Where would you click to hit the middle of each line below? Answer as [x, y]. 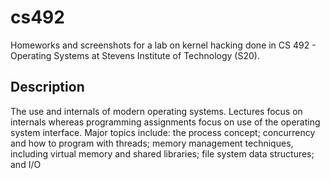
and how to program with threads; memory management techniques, [152, 143]
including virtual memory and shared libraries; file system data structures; [162, 153]
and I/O [26, 164]
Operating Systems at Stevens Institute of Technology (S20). [135, 55]
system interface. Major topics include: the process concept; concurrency [163, 132]
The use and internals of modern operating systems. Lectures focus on [156, 111]
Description [47, 87]
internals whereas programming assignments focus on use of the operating [165, 122]
